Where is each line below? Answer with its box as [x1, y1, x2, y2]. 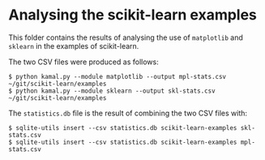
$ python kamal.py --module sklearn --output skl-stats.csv [8, 87, 216, 95]
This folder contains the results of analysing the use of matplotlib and [8, 32, 243, 42]
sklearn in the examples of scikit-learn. [8, 41, 139, 50]
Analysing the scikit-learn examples [8, 6, 258, 24]
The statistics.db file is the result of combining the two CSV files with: [8, 108, 248, 118]
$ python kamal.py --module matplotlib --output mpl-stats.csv [8, 72, 227, 80]
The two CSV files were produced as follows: [8, 57, 160, 67]
